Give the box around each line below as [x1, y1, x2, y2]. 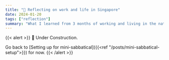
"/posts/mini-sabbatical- [109, 44, 160, 50]
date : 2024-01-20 [5, 12, 42, 17]
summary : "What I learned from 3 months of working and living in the [5, 21, 156, 26]
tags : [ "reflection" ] [5, 16, 51, 21]
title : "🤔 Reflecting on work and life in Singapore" [5, 7, 121, 12]
